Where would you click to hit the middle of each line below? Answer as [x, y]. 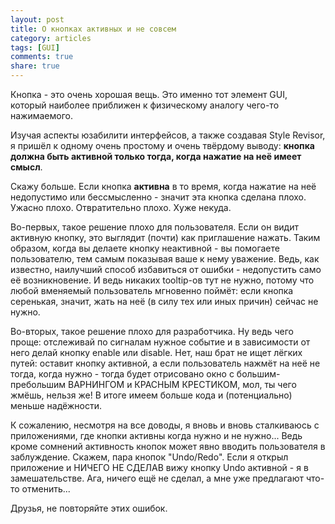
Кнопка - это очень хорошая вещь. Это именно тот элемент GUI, [149, 94]
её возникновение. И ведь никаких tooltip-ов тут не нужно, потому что [162, 280]
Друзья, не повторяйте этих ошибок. [89, 508]
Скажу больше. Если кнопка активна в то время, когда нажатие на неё [163, 186]
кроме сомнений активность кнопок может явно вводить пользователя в [168, 446]
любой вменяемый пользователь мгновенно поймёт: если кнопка [152, 290]
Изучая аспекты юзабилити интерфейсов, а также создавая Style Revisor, [168, 135]
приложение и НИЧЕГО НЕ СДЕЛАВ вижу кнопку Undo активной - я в [159, 467]
